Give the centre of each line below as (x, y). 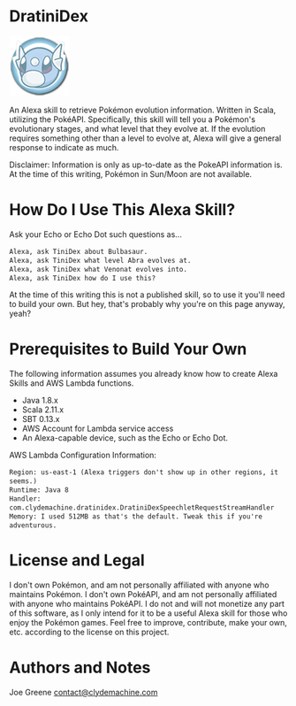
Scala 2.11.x (43, 410)
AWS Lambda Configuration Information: (83, 455)
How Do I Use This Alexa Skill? (122, 210)
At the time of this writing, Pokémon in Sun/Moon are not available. (131, 173)
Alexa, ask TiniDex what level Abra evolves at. (100, 260)
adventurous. (33, 525)
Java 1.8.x (40, 400)
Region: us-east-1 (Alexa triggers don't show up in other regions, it (144, 472)
